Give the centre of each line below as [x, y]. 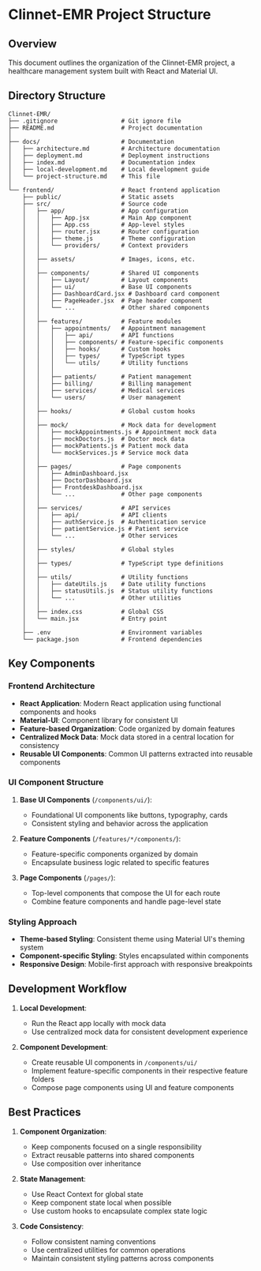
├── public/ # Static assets [99, 197]
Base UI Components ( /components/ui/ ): [86, 799]
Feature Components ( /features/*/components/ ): [100, 838]
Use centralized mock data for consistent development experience [140, 1032]
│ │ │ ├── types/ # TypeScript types [104, 356]
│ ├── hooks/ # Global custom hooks [109, 411]
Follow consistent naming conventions [93, 1241]
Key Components [52, 664]
